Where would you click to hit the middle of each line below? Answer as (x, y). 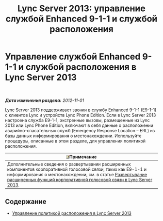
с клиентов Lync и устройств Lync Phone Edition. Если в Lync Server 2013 (81, 115)
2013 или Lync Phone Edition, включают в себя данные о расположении (79, 125)
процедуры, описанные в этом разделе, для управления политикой (75, 141)
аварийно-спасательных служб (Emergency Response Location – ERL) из (80, 130)
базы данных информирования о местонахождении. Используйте (73, 136)
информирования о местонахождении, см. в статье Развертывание (77, 174)
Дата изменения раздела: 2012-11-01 (45, 100)
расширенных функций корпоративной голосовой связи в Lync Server (80, 180)
